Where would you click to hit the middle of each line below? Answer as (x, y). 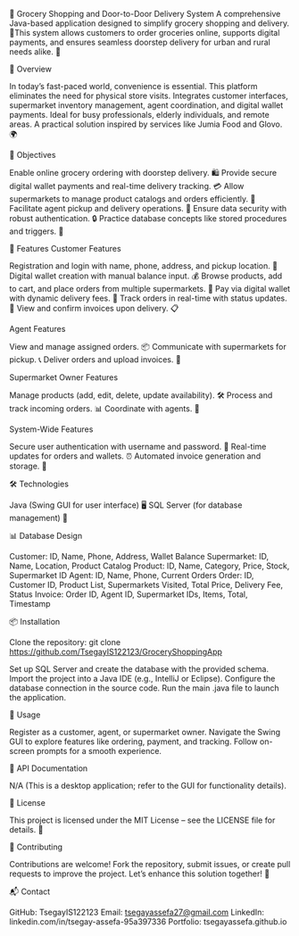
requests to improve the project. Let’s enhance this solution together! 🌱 (140, 874)
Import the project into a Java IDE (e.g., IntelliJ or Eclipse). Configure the (142, 679)
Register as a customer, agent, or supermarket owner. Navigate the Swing (145, 732)
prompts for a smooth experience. (99, 751)
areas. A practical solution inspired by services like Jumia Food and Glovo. (146, 124)
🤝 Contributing (36, 847)
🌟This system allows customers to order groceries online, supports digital (145, 33)
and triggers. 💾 (37, 231)
